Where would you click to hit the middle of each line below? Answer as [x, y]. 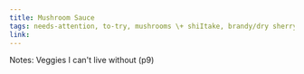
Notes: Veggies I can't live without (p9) [82, 60]
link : [19, 34]
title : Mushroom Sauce [52, 18]
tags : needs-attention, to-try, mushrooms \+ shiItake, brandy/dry [139, 26]
